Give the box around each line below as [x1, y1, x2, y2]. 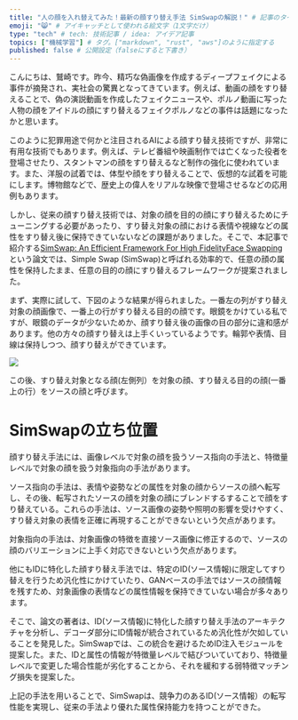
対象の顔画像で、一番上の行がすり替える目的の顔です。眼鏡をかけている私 [9, 306, 280, 316]
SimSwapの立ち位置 [9, 420, 158, 441]
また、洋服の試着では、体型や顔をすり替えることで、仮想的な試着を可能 [23, 168, 288, 179]
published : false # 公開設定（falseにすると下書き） [9, 46, 191, 55]
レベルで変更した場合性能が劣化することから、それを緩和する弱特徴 [9, 660, 258, 671]
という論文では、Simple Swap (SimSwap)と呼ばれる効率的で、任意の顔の [9, 254, 278, 265]
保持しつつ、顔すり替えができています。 [24, 340, 171, 350]
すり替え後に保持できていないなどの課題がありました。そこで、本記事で [24, 232, 289, 243]
